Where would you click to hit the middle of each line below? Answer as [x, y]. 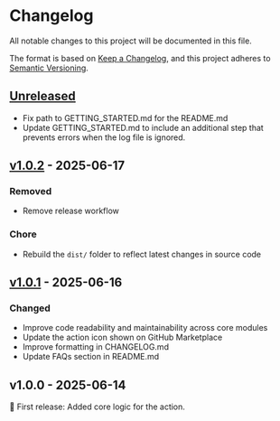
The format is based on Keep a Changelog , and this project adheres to [140, 58]
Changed [30, 308]
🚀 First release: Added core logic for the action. [97, 407]
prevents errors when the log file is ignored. [104, 137]
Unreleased [43, 96]
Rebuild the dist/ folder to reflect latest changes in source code [142, 254]
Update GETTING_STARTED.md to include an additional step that [143, 127]
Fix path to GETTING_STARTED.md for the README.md [125, 117]
